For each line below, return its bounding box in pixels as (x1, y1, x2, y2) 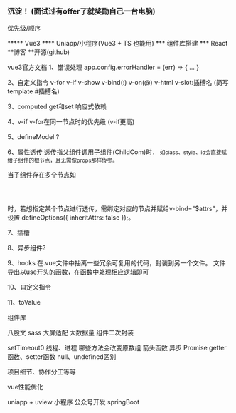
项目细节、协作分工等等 (7, 367, 76, 376)
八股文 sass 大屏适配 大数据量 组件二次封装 (7, 328, 134, 337)
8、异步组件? (7, 244, 46, 253)
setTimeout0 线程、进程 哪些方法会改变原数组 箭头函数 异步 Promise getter (7, 344, 227, 352)
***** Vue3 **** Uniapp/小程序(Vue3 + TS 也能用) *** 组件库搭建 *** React (7, 39, 228, 48)
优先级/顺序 (7, 24, 41, 33)
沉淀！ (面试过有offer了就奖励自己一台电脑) (7, 6, 156, 16)
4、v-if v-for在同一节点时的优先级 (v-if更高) (7, 118, 135, 126)
